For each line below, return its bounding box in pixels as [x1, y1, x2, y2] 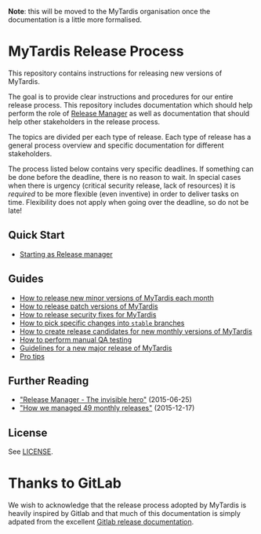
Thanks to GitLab [8, 474, 121, 492]
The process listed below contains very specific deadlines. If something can [8, 164, 254, 174]
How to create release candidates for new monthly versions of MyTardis [19, 326, 252, 336]
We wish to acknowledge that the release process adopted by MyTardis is [8, 500, 247, 510]
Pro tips [19, 351, 45, 360]
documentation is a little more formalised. [8, 15, 143, 24]
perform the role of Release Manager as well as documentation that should [8, 108, 250, 118]
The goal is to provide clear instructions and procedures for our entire [8, 92, 234, 101]
